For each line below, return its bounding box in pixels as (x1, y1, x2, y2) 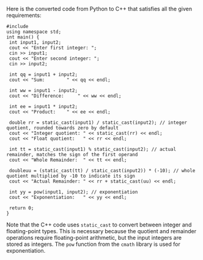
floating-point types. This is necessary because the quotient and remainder (6, 228, 197, 234)
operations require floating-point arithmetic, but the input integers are (6, 234, 182, 241)
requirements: (6, 12, 42, 19)
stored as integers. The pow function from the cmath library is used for (6, 240, 180, 248)
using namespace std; (6, 29, 62, 35)
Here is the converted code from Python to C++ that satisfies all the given (6, 5, 193, 12)
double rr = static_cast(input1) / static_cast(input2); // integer (9, 120, 188, 126)
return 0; (9, 205, 34, 211)
